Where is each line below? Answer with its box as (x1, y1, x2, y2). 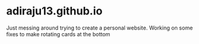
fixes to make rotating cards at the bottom (6, 30, 110, 37)
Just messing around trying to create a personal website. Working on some (6, 24, 193, 31)
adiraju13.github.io (6, 4, 103, 18)
